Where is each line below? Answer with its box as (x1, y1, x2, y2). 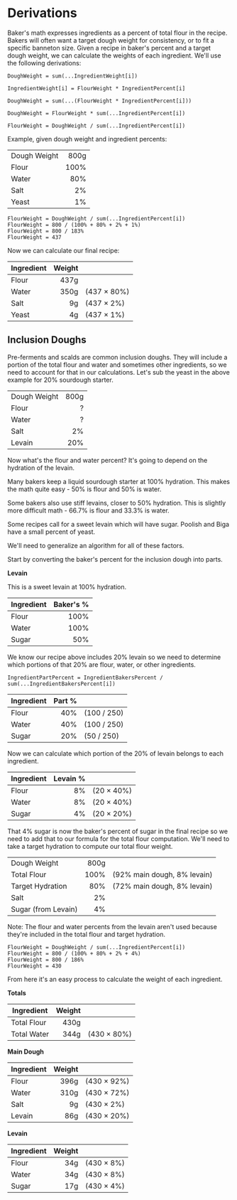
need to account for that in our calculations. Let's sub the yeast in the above (7, 368, 231, 376)
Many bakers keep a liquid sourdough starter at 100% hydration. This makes (7, 477, 231, 486)
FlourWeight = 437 (7, 233, 62, 241)
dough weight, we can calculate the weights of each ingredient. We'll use (7, 51, 221, 60)
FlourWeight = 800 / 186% (7, 956, 84, 963)
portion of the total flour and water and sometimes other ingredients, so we (7, 360, 227, 369)
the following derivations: (7, 58, 82, 67)
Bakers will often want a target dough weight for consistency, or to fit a (7, 36, 214, 44)
